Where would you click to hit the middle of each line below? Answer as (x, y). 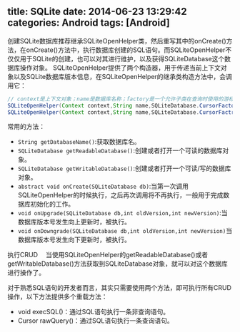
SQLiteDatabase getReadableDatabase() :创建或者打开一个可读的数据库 (120, 151)
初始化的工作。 (52, 204)
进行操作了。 (26, 273)
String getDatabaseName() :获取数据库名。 (79, 142)
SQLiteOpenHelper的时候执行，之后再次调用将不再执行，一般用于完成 (120, 195)
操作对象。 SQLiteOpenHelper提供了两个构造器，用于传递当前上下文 (120, 68)
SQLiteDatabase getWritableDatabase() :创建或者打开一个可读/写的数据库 (124, 168)
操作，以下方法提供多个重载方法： (57, 297)
